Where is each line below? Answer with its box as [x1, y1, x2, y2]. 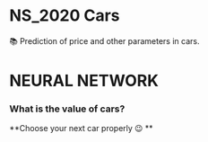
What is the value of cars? [9, 102, 126, 115]
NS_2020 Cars [9, 5, 120, 26]
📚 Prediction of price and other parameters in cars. [9, 35, 200, 46]
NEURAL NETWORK [9, 71, 160, 91]
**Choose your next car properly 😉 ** [9, 123, 154, 134]
